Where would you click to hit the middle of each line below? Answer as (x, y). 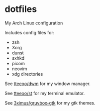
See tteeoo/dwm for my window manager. (48, 84)
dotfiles (21, 9)
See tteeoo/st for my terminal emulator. (45, 93)
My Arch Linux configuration (34, 23)
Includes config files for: (30, 32)
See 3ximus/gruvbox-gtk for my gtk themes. (50, 103)
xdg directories (27, 74)
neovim (19, 69)
